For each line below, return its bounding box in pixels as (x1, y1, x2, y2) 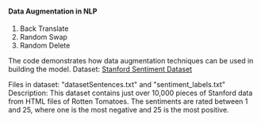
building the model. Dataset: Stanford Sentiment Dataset (8, 64, 193, 74)
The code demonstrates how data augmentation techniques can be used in (8, 56, 254, 66)
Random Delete (19, 40, 71, 51)
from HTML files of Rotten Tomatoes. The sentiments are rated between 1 (8, 97, 248, 106)
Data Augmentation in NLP (8, 6, 98, 16)
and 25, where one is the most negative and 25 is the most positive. (8, 105, 229, 115)
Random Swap (19, 32, 67, 42)
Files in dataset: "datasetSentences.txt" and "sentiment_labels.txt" (8, 80, 226, 90)
